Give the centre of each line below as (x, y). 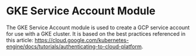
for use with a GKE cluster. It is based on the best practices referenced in (96, 33)
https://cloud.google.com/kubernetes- (82, 40)
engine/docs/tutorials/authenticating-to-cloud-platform (74, 46)
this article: (20, 40)
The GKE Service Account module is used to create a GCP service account (98, 27)
